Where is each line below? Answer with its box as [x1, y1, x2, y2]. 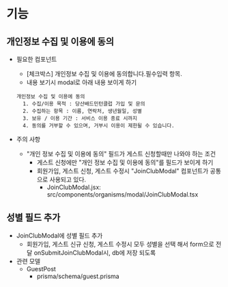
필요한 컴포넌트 [16, 55, 57, 63]
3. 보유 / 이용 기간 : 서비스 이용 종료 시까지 [23, 115, 138, 122]
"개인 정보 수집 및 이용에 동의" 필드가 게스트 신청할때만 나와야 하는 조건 [26, 150, 216, 158]
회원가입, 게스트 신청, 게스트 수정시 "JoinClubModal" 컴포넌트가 [36, 167, 209, 175]
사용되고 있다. [49, 175, 87, 184]
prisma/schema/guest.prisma [36, 272, 120, 280]
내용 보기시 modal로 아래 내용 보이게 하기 [26, 78, 137, 86]
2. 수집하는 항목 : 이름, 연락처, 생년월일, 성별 [23, 108, 143, 114]
